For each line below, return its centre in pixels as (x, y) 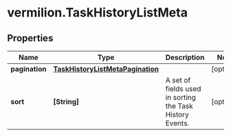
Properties (30, 38)
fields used (183, 89)
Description (185, 57)
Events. (177, 123)
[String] (66, 102)
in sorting (180, 97)
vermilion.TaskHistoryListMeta (97, 13)
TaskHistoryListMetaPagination (106, 69)
